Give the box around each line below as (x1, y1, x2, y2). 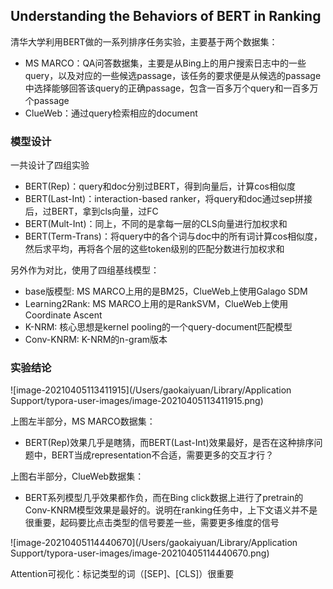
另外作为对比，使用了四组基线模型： (10, 264, 160, 276)
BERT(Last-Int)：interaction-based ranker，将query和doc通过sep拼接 (24, 193, 313, 205)
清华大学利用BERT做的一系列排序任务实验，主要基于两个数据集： (10, 35, 278, 48)
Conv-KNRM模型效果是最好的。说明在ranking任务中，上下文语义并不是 (24, 504, 318, 516)
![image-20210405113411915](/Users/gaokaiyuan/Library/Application (10, 384, 292, 396)
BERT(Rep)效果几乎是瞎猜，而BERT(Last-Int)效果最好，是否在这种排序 (24, 437, 315, 449)
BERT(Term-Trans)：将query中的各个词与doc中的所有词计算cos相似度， (24, 230, 323, 243)
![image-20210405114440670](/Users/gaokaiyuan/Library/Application (10, 537, 298, 549)
